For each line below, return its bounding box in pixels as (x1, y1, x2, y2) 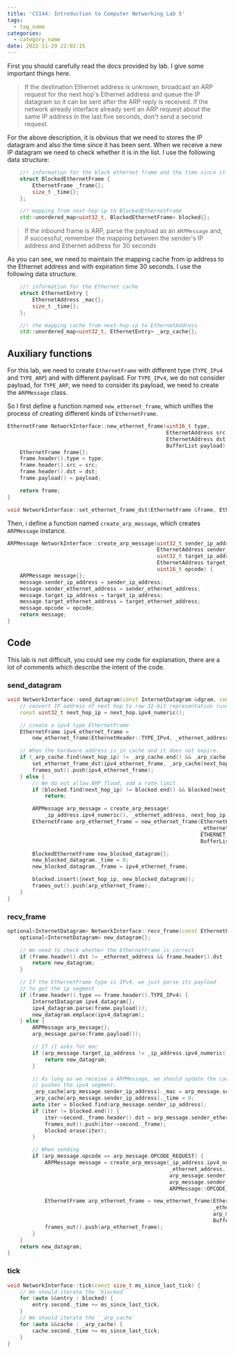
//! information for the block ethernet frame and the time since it (19, 169, 226, 176)
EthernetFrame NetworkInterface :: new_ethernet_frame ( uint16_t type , (7, 423, 210, 430)
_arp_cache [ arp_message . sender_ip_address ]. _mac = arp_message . (32, 1088, 223, 1095)
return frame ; (19, 487, 61, 494)
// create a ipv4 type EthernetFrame (19, 721, 130, 729)
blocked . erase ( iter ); (44, 1127, 108, 1134)
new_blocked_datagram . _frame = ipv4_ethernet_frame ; (32, 863, 189, 871)
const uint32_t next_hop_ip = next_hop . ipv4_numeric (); (19, 709, 186, 716)
